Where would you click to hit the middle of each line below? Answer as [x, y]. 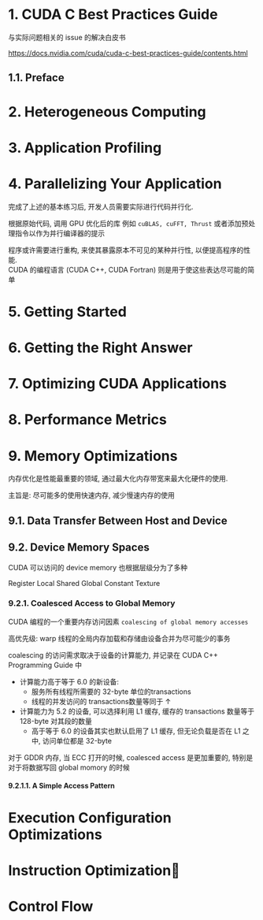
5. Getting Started [68, 312]
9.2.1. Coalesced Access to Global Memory [92, 603]
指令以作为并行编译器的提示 [59, 233]
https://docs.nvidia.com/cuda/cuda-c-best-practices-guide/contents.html [128, 53]
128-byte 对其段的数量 [56, 721]
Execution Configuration [90, 818]
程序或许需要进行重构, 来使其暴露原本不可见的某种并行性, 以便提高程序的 [126, 250]
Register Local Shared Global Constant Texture [84, 583]
